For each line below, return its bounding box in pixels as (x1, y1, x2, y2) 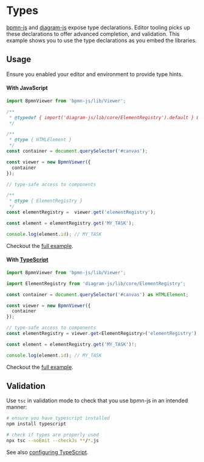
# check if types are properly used (6, 432, 99, 438)
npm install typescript (6, 421, 67, 427)
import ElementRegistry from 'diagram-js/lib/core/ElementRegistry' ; (6, 280, 186, 286)
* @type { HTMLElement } (8, 137, 72, 143)
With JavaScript (6, 84, 48, 92)
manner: (6, 404, 27, 411)
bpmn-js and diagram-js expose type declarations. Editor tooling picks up (6, 24, 190, 31)
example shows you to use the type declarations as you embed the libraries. (6, 36, 197, 44)
